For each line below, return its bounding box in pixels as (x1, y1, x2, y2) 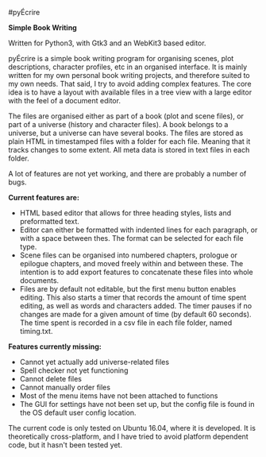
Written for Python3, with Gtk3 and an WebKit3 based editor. (8, 38, 206, 48)
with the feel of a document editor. (8, 96, 121, 105)
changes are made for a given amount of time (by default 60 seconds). (19, 310, 252, 319)
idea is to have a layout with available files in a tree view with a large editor (8, 87, 253, 97)
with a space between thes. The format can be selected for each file (19, 234, 244, 242)
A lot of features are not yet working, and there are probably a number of (8, 169, 247, 178)
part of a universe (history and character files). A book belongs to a (8, 120, 229, 129)
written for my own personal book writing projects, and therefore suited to (8, 71, 250, 79)
